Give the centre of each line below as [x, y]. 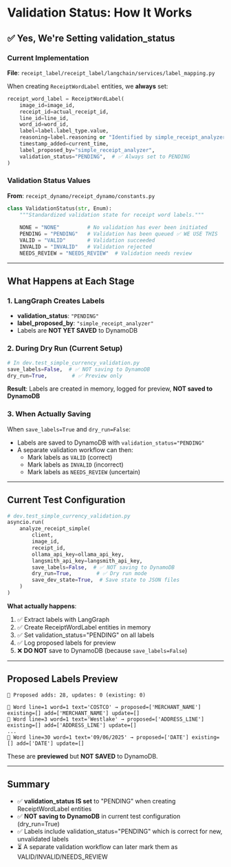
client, [43, 535]
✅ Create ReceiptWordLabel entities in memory [84, 627]
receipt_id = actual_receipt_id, [64, 112]
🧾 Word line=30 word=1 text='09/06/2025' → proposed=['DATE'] [98, 737]
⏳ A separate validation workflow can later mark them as [97, 846]
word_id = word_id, [44, 125]
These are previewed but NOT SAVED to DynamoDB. [82, 756]
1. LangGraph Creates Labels [56, 301]
